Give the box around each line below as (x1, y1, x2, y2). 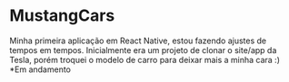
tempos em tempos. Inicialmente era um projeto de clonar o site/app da (9, 44, 277, 55)
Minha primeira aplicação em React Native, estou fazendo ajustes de (9, 35, 267, 46)
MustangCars (9, 5, 115, 26)
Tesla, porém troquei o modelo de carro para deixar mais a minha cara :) (9, 54, 280, 65)
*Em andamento (9, 64, 71, 75)
